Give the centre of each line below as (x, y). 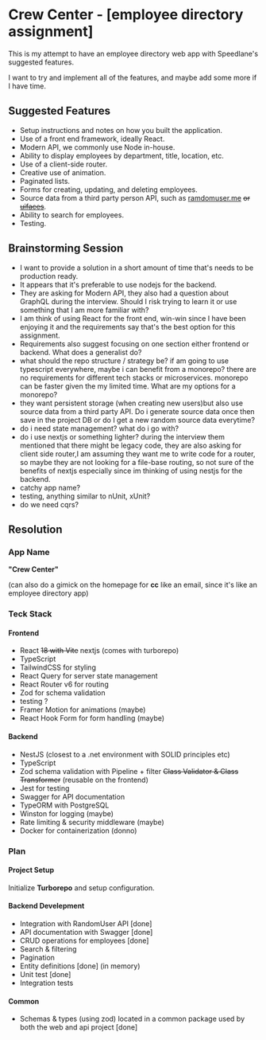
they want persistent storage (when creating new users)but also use (131, 403)
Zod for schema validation (62, 693)
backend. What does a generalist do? (81, 352)
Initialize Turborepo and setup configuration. (81, 888)
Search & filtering (48, 948)
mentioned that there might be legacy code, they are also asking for (131, 445)
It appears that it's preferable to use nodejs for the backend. (118, 284)
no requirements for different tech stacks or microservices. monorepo (134, 377)
